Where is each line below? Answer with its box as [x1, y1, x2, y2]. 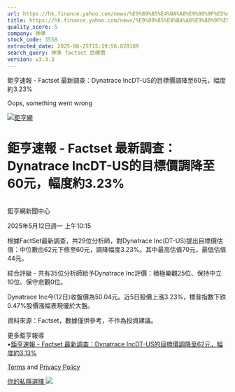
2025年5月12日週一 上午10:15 [7, 222, 92, 230]
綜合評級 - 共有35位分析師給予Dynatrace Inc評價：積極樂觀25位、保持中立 [7, 269, 222, 277]
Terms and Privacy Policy [7, 363, 80, 371]
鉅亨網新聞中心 [7, 206, 50, 215]
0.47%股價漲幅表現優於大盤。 [7, 301, 94, 309]
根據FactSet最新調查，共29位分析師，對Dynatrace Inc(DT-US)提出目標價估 [7, 236, 223, 245]
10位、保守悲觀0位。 [7, 278, 67, 286]
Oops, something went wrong [7, 99, 93, 107]
